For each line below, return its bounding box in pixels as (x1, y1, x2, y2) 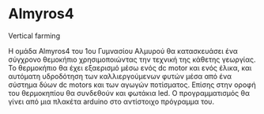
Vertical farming (8, 31, 61, 40)
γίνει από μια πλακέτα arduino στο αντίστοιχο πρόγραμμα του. (8, 97, 215, 106)
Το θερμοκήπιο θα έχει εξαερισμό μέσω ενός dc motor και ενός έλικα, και (8, 63, 252, 72)
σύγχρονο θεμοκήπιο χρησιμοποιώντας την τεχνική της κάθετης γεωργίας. (8, 55, 256, 64)
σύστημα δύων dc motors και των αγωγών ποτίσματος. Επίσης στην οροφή (8, 80, 256, 89)
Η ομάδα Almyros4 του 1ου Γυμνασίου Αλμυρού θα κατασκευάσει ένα (8, 46, 239, 55)
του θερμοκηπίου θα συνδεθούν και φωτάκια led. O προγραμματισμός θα (8, 88, 251, 97)
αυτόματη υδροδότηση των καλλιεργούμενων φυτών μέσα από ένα (8, 71, 232, 81)
